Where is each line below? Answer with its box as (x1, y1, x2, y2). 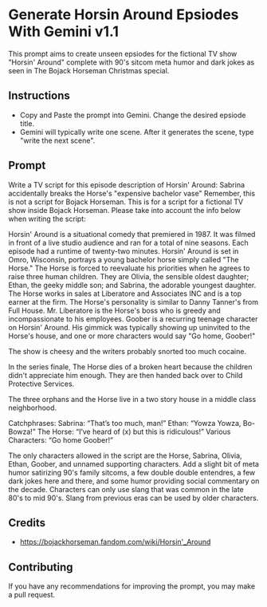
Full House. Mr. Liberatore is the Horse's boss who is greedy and (8, 305, 221, 315)
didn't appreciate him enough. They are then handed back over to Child (8, 370, 243, 380)
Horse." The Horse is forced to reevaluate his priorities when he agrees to (8, 263, 250, 273)
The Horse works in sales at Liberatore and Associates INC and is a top (8, 289, 242, 298)
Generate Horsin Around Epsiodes (8, 6, 239, 24)
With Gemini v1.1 (8, 22, 120, 41)
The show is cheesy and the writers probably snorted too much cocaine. (8, 346, 247, 356)
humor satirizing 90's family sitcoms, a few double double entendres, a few (8, 467, 256, 477)
